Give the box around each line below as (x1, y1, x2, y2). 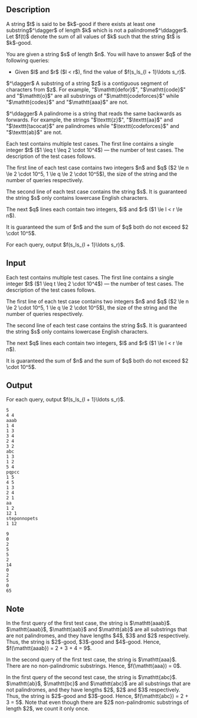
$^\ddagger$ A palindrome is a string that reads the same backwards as (6, 110, 182, 117)
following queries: (6, 57, 50, 64)
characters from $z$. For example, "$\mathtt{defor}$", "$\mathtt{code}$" (6, 85, 186, 93)
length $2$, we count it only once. (6, 705, 90, 712)
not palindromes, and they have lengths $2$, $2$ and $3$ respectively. (6, 686, 180, 693)
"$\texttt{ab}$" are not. (6, 129, 63, 136)
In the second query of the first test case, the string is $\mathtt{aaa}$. (6, 656, 177, 663)
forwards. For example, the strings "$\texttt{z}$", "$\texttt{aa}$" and (6, 116, 173, 123)
